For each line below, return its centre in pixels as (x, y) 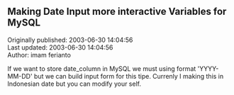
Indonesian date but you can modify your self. (74, 84)
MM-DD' (20, 76)
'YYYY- (208, 68)
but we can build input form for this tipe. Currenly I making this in (129, 76)
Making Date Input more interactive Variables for (117, 12)
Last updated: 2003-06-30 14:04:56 (60, 47)
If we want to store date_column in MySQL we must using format (102, 68)
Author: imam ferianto (39, 55)
